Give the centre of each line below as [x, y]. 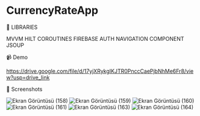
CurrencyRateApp [52, 11]
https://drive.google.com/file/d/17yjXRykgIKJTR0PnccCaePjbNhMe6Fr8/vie [100, 71]
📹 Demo [17, 57]
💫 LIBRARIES [22, 27]
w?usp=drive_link [28, 77]
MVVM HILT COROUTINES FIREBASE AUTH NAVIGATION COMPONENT [95, 38]
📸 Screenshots [24, 89]
